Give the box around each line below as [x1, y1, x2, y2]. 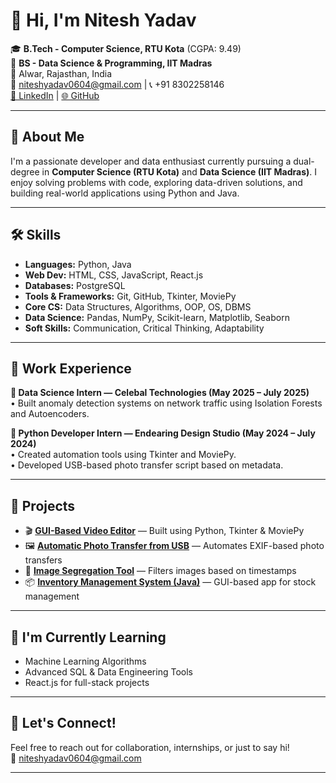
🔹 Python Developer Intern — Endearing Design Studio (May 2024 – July [10, 427, 316, 439]
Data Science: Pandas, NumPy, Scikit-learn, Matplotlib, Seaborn [24, 311, 290, 323]
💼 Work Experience [10, 360, 132, 377]
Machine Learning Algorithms [24, 655, 147, 667]
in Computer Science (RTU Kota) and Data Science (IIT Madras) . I [41, 165, 317, 178]
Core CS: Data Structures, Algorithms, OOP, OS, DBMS [24, 300, 252, 313]
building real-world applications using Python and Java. [10, 187, 240, 199]
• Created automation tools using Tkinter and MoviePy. [10, 449, 237, 461]
